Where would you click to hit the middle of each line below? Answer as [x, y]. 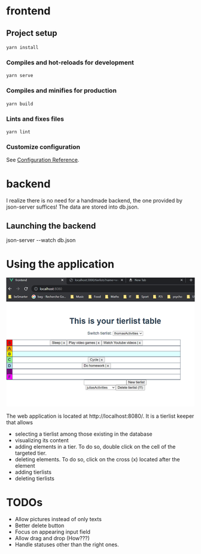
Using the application [60, 264]
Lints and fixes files [35, 119]
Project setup [32, 33]
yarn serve [20, 76]
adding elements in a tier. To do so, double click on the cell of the [95, 446]
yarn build [20, 104]
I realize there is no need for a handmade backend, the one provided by [94, 201]
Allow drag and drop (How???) [52, 538]
